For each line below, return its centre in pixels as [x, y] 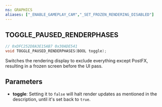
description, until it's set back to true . [51, 99]
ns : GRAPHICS [19, 10]
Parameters [24, 82]
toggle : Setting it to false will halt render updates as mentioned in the [85, 94]
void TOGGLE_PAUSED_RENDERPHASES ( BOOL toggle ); [56, 51]
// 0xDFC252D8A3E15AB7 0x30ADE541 [42, 46]
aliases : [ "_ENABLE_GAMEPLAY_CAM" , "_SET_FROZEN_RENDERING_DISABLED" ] [80, 15]
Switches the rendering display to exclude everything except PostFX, [77, 61]
